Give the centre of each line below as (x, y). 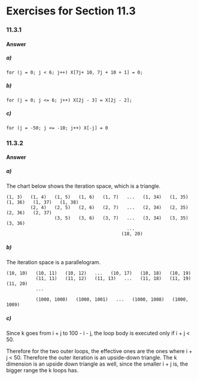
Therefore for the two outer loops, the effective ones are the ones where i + (99, 351)
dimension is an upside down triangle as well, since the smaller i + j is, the (97, 364)
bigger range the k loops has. (42, 370)
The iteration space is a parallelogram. (54, 262)
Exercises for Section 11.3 (71, 11)
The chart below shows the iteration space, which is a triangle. (83, 186)
